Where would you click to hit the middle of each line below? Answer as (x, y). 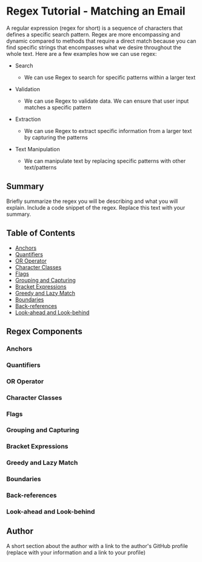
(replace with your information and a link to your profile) (76, 552)
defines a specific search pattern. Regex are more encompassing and (93, 34)
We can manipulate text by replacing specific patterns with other (105, 161)
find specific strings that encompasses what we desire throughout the (94, 47)
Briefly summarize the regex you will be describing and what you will (92, 201)
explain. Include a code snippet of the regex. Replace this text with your (96, 207)
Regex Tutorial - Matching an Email (96, 11)
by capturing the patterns (56, 137)
